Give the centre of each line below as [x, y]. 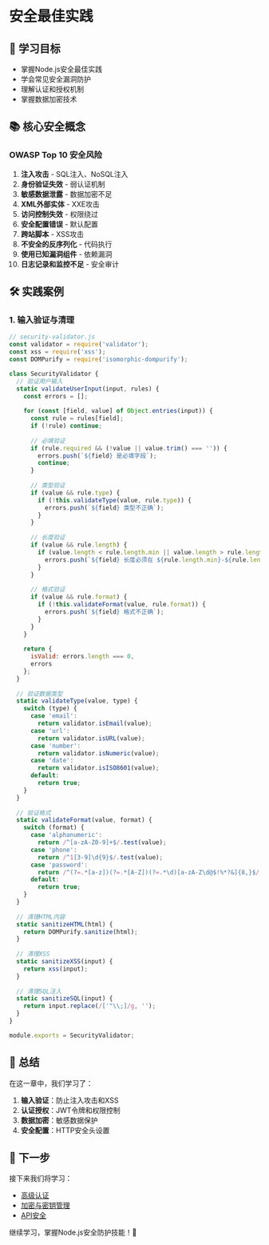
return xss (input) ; [56, 969]
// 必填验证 [47, 441]
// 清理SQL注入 [39, 991]
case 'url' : [50, 731]
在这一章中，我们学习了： [51, 1083]
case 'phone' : [54, 850]
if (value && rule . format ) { [79, 597]
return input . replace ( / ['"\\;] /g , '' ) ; [90, 1006]
